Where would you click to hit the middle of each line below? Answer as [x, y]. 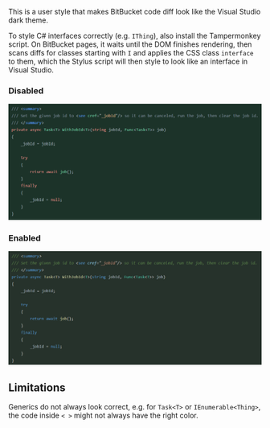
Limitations [37, 387]
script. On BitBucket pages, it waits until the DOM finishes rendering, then [130, 44]
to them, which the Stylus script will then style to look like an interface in [128, 61]
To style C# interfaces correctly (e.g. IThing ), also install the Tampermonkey [135, 36]
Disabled [26, 90]
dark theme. [29, 20]
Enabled [25, 238]
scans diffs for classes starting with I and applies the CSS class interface [131, 53]
